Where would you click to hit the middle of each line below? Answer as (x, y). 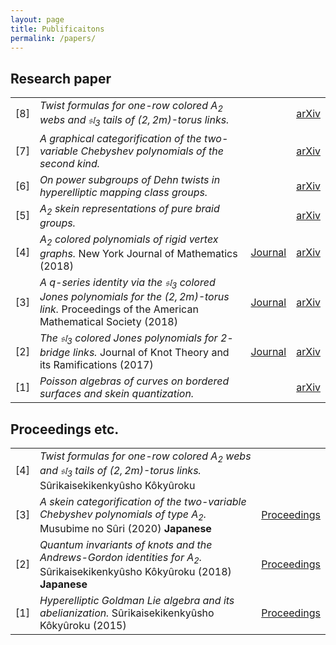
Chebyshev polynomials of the (152, 151)
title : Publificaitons (57, 29)
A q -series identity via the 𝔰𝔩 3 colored (127, 283)
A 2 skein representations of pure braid (129, 209)
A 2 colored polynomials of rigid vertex (129, 240)
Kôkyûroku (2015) (83, 625)
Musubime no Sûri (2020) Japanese (125, 528)
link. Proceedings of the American (119, 309)
